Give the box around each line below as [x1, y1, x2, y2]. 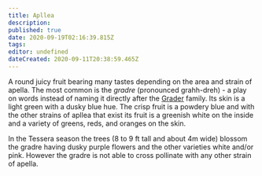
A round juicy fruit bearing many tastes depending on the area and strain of [8, 76, 253, 86]
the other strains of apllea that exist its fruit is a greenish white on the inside [8, 110, 254, 119]
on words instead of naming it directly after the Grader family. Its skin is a [8, 93, 245, 103]
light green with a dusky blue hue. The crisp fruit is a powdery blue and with [8, 101, 255, 111]
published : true [8, 26, 61, 34]
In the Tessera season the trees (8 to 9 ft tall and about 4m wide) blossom [8, 134, 248, 143]
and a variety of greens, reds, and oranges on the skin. [8, 119, 186, 128]
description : [8, 19, 51, 27]
